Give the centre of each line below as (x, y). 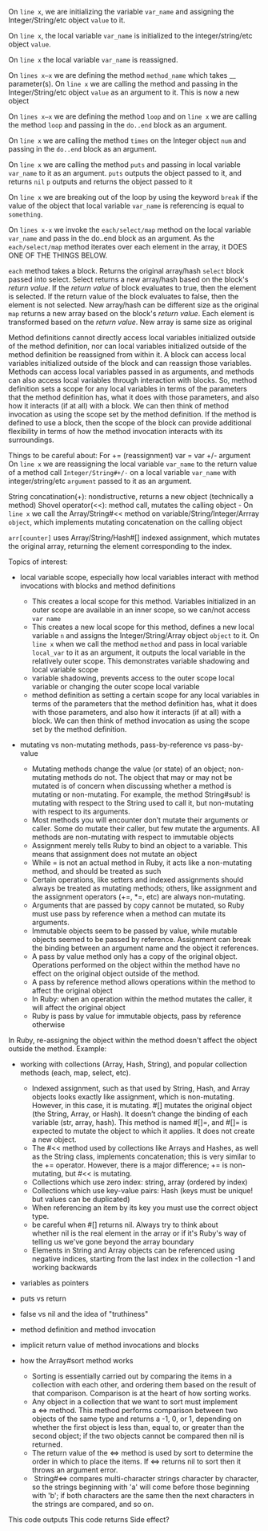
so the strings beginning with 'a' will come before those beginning (141, 1487)
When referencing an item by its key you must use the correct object (145, 1208)
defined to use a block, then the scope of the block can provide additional (130, 423)
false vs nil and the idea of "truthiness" (84, 1314)
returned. (47, 1444)
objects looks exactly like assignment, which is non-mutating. (133, 1097)
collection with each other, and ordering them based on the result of (144, 1385)
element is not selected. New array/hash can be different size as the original (134, 305)
